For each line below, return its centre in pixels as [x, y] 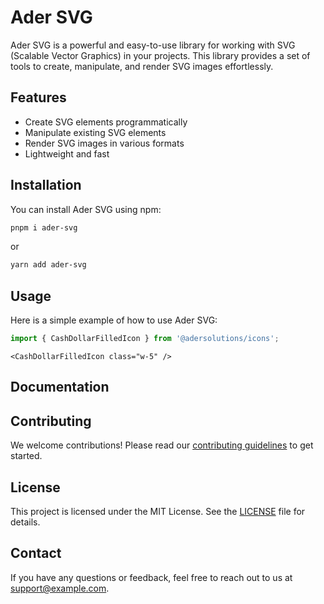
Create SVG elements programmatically [106, 122]
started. [26, 456]
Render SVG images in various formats [104, 143]
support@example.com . [60, 588]
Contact [36, 553]
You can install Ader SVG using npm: [86, 209]
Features [38, 97]
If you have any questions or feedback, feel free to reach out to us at [151, 577]
